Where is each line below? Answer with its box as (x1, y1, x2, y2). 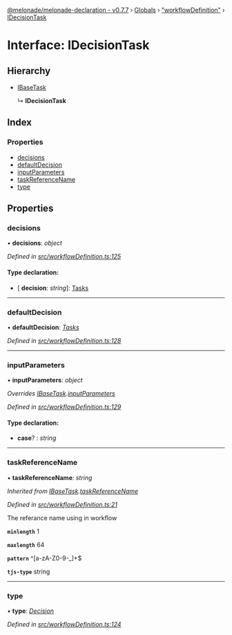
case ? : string (17, 434, 57, 442)
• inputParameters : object (7, 376, 83, 385)
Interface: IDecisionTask (7, 37, 150, 53)
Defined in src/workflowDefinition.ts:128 (7, 336, 122, 344)
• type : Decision (7, 607, 54, 615)
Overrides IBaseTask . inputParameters (7, 389, 115, 398)
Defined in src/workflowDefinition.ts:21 (7, 500, 117, 508)
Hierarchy (7, 65, 51, 77)
